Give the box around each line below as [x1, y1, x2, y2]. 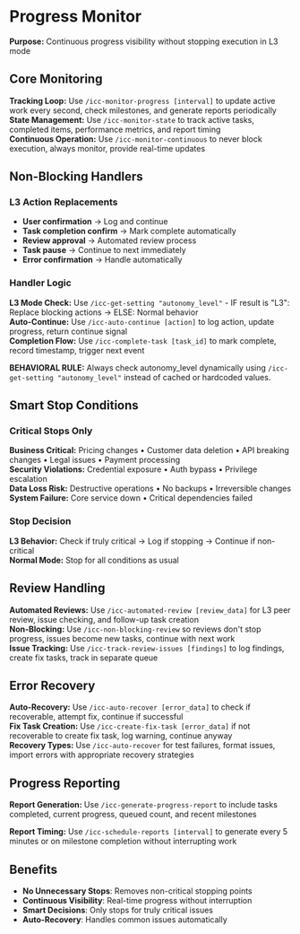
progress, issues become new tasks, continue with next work [9, 633, 236, 643]
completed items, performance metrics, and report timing [9, 124, 221, 135]
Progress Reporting [9, 775, 121, 790]
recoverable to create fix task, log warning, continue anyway [9, 730, 233, 741]
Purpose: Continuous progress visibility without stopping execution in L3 [9, 36, 279, 47]
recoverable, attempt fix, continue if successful [9, 711, 184, 722]
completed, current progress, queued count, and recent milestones [9, 809, 257, 820]
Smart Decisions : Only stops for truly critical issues [21, 904, 213, 915]
